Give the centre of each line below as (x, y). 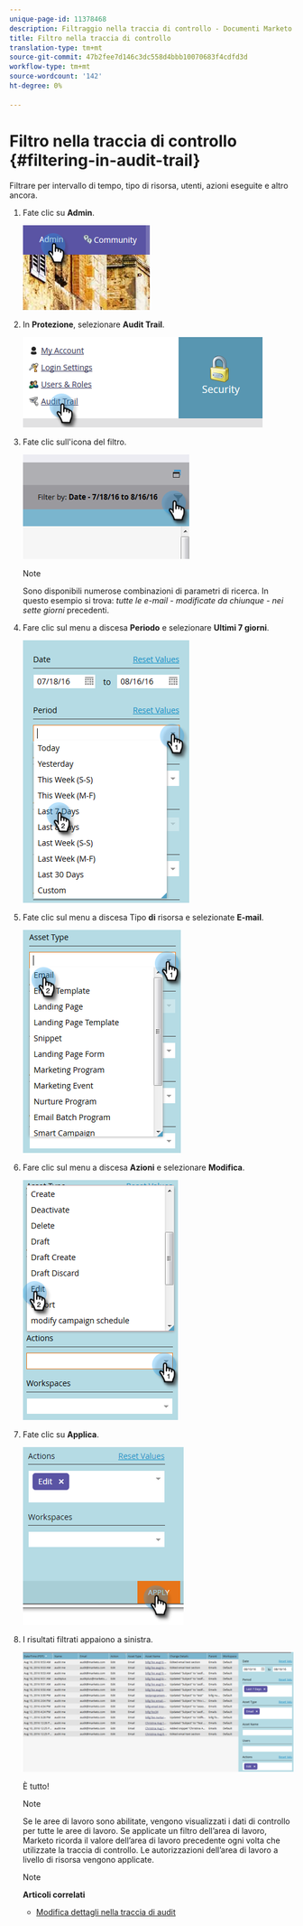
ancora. (23, 195)
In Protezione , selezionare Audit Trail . (93, 324)
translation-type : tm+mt (56, 48)
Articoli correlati (54, 1894)
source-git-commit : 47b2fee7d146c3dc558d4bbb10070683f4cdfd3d (129, 57)
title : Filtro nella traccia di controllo (90, 38)
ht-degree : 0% (36, 86)
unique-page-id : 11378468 (58, 19)
